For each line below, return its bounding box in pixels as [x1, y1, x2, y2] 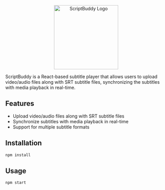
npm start [5, 180, 27, 185]
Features [5, 99, 34, 108]
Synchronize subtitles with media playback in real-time [12, 118, 129, 124]
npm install [5, 152, 31, 158]
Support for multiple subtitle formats [12, 124, 90, 130]
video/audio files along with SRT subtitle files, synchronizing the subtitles [5, 79, 160, 85]
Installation [5, 139, 42, 147]
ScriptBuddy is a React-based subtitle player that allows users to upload [5, 73, 158, 80]
